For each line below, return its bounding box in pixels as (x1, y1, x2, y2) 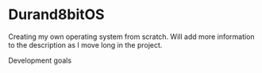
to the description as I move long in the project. (8, 40, 163, 49)
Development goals (8, 56, 72, 65)
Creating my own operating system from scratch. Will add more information (8, 32, 256, 41)
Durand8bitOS (8, 6, 105, 24)
